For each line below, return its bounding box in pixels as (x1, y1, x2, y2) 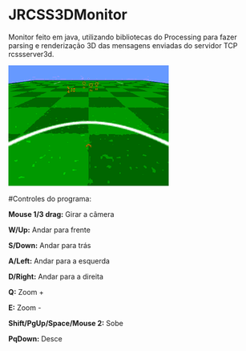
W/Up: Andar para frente (8, 225, 91, 235)
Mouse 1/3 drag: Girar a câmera (8, 209, 115, 218)
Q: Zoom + (8, 287, 44, 296)
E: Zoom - (8, 303, 42, 312)
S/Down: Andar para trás (8, 240, 91, 250)
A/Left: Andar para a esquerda (8, 255, 111, 266)
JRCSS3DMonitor (8, 6, 128, 24)
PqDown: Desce (8, 333, 63, 343)
